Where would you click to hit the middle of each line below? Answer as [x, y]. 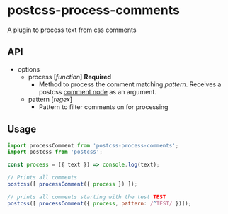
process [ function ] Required [70, 77]
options [29, 69]
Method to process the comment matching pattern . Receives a [130, 84]
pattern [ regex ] [50, 99]
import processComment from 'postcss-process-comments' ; [93, 145]
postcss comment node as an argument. [98, 91]
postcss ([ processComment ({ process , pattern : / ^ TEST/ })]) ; [99, 203]
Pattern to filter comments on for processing [103, 107]
